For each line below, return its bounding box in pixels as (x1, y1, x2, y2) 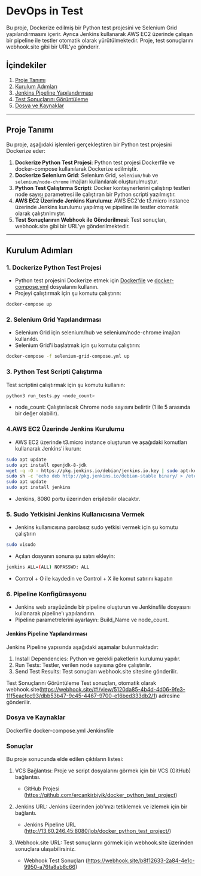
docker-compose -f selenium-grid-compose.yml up (6, 354, 130, 360)
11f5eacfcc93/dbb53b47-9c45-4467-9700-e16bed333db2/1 (6, 692, 156, 699)
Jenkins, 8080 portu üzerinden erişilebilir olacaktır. (14, 496, 141, 503)
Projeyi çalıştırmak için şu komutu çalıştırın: (14, 289, 121, 297)
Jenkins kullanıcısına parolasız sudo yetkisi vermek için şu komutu (14, 524, 178, 531)
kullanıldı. (14, 336, 39, 343)
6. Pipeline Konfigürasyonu (6, 590, 87, 598)
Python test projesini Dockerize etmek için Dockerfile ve (14, 277, 154, 284)
